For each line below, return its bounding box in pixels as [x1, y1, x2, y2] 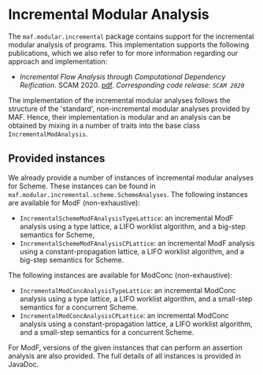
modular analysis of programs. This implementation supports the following [8, 39, 250, 49]
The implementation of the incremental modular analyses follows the [8, 95, 231, 105]
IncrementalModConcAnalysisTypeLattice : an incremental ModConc [19, 285, 236, 295]
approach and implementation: [8, 57, 108, 66]
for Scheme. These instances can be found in [8, 181, 156, 191]
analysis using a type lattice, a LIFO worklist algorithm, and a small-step [19, 294, 253, 303]
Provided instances [8, 152, 106, 165]
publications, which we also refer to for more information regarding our [8, 48, 239, 58]
